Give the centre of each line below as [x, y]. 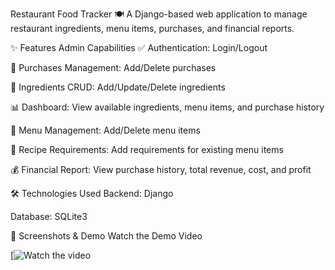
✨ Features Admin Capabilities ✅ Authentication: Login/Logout [139, 47]
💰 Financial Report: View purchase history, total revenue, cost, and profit [161, 169]
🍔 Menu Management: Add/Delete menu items [105, 130]
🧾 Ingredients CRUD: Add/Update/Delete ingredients [118, 87]
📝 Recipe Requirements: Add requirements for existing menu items [147, 149]
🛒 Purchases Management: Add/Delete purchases [113, 67]
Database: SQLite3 [49, 216]
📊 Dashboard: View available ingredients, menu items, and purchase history [167, 107]
